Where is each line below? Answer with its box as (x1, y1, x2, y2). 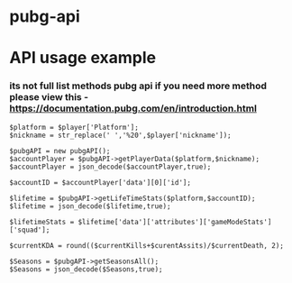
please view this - (9, 91, 88, 104)
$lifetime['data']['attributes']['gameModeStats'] (78, 217, 272, 226)
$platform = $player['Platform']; (9, 123, 140, 132)
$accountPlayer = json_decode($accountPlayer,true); (9, 162, 212, 171)
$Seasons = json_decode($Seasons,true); (9, 264, 164, 274)
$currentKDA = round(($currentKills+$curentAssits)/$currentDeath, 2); (9, 241, 284, 250)
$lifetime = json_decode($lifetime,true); (9, 201, 171, 211)
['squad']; (9, 225, 50, 234)
